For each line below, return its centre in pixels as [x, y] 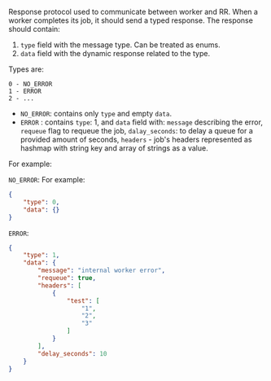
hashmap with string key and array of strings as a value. [114, 148]
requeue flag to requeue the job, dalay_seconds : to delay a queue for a [137, 131]
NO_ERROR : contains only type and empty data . [96, 114]
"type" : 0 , [42, 202]
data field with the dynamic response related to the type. [115, 53]
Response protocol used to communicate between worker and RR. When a [133, 12]
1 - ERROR [25, 91]
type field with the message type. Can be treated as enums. [120, 45]
